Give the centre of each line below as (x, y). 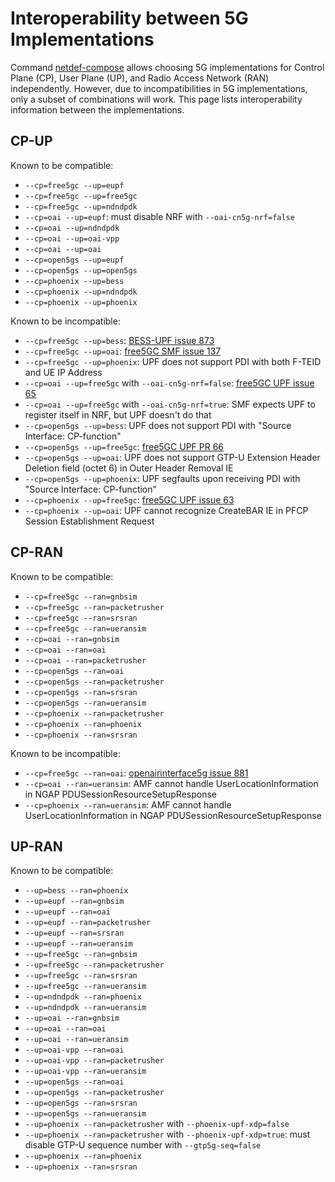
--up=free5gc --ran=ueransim (85, 987)
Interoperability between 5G (129, 18)
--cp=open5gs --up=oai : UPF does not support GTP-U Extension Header (172, 457)
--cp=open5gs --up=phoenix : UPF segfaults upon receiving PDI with (162, 478)
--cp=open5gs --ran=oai (74, 671)
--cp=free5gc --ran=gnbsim (81, 597)
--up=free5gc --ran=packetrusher (94, 965)
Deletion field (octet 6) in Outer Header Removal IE (129, 468)
